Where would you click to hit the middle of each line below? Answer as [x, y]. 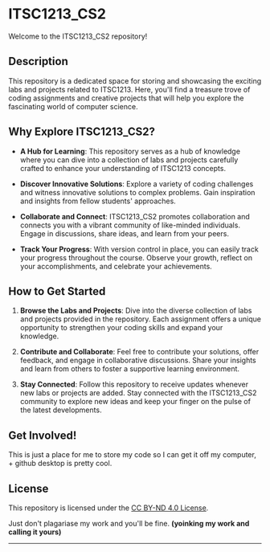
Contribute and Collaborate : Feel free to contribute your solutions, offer [139, 352]
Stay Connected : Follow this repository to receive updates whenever [134, 384]
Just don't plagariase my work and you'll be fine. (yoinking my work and [129, 523]
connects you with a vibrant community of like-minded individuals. [130, 225]
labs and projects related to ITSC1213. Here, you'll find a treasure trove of [129, 89]
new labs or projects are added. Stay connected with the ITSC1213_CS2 [138, 393]
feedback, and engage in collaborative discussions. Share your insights [138, 360]
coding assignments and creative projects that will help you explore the [126, 98]
